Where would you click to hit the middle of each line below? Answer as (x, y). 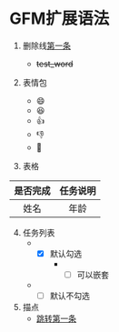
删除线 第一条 (46, 45)
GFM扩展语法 (59, 19)
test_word (55, 64)
